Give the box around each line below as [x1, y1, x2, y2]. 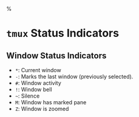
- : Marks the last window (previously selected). [15, 73, 134, 80]
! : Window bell [15, 86, 53, 93]
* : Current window [15, 67, 62, 73]
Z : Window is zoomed [15, 105, 69, 112]
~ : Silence [15, 92, 40, 99]
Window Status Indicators [6, 50, 107, 61]
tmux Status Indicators [6, 27, 120, 40]
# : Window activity [15, 79, 62, 87]
